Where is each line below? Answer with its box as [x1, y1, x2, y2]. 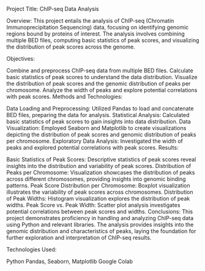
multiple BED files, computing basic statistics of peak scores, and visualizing [6, 37, 199, 44]
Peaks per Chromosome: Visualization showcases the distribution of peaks [6, 169, 195, 176]
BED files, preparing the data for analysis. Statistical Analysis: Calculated [6, 112, 190, 118]
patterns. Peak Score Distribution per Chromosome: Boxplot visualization [6, 182, 190, 189]
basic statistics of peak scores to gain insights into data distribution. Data [6, 118, 191, 125]
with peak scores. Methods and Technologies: [6, 93, 123, 100]
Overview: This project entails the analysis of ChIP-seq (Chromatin [6, 17, 174, 24]
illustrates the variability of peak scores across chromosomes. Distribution [6, 188, 194, 196]
